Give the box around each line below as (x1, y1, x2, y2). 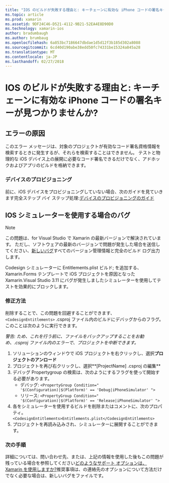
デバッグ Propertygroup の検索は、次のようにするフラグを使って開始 (12, 369, 156, 375)
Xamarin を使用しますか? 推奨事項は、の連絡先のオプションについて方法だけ (5, 466, 162, 472)
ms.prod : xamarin (5, 17, 42, 22)
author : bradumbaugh (5, 31, 49, 36)
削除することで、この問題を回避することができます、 (5, 310, 115, 316)
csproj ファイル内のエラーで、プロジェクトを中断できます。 (15, 339, 139, 345)
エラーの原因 (5, 129, 45, 138)
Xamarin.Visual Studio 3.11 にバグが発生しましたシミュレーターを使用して (5, 277, 157, 283)
